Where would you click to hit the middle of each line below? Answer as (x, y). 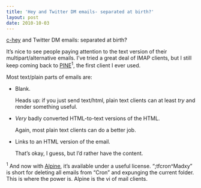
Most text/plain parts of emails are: (49, 77)
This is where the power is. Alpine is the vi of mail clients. (77, 178)
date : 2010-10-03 (28, 23)
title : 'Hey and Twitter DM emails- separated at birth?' (80, 12)
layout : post (22, 17)
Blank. (23, 89)
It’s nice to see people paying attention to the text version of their (87, 52)
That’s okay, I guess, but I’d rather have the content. (79, 153)
